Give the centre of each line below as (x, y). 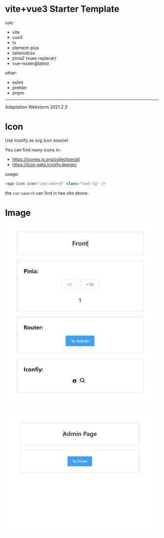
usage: (12, 174)
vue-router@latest (31, 63)
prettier (20, 87)
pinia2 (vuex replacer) (34, 58)
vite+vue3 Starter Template (62, 9)
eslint (18, 82)
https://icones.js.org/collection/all (46, 159)
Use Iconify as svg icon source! (37, 140)
